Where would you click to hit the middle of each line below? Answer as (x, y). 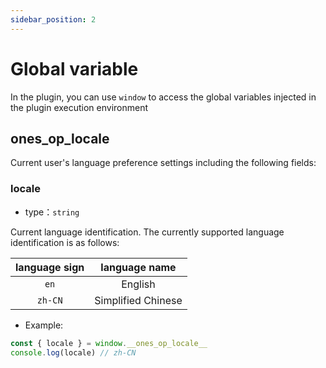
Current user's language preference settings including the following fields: (163, 163)
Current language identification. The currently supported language (147, 232)
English (138, 284)
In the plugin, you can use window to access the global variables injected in (163, 97)
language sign (50, 267)
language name (138, 267)
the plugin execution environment (79, 107)
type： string (52, 212)
